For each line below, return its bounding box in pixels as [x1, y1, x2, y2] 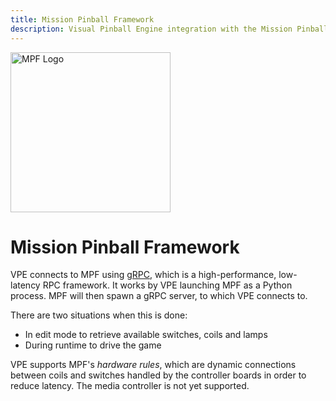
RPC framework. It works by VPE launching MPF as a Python [42, 279, 293, 291]
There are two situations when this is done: [10, 309, 188, 321]
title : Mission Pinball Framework [10, 14, 155, 25]
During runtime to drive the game [24, 339, 162, 351]
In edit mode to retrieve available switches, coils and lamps [24, 329, 268, 341]
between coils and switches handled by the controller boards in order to [10, 369, 307, 381]
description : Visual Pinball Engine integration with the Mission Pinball [10, 24, 329, 34]
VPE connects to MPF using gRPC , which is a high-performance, [10, 269, 277, 281]
